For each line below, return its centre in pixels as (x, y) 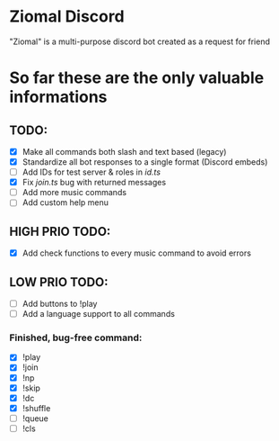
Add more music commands (74, 193)
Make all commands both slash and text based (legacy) (124, 151)
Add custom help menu (65, 202)
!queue (35, 418)
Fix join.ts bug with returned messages (94, 183)
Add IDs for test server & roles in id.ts (92, 172)
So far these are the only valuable (137, 78)
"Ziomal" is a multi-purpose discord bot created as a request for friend (140, 41)
